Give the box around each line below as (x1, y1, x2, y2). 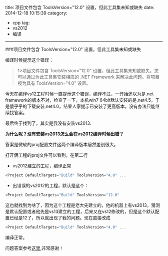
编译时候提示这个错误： (5, 57, 53, 63)
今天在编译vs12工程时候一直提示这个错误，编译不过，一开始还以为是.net (5, 91, 154, 97)
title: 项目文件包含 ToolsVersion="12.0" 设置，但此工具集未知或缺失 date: (5, 5, 154, 10)
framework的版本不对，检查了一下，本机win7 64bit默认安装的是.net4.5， (5, 97, 156, 103)
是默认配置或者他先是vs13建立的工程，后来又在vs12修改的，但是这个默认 (5, 208, 155, 214)
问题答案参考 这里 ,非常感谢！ (5, 245, 64, 251)
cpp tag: (12, 20, 30, 26)
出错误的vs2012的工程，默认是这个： (12, 182, 89, 188)
